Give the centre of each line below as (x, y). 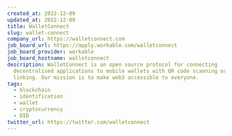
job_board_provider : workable (51, 52)
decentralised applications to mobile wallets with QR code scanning (115, 71)
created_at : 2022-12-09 (41, 13)
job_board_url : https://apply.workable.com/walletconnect (92, 45)
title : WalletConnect (38, 26)
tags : (15, 84)
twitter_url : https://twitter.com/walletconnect (78, 122)
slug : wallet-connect (38, 33)
